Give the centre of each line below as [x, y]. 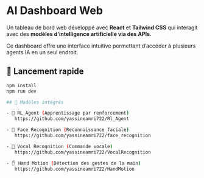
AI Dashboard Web [55, 11]
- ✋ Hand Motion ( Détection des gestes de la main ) [74, 163]
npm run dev [21, 91]
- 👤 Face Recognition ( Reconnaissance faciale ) [68, 130]
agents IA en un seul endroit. [42, 52]
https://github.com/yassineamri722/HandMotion [75, 169]
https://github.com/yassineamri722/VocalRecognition [83, 152]
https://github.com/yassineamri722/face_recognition [83, 135]
